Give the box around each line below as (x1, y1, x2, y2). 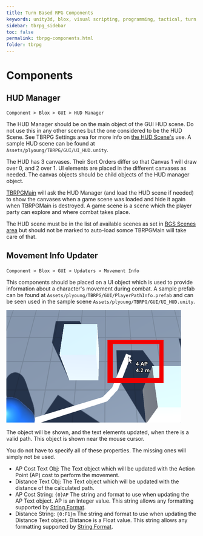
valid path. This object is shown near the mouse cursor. (6, 435, 145, 442)
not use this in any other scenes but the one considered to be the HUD (6, 127, 183, 134)
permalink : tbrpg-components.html (6, 35, 94, 42)
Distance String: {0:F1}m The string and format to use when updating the (15, 510, 197, 517)
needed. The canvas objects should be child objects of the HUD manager (6, 171, 190, 178)
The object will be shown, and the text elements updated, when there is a (6, 428, 189, 436)
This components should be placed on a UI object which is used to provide (6, 278, 193, 286)
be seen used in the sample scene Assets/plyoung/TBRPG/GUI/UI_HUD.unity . (6, 298, 195, 305)
